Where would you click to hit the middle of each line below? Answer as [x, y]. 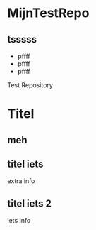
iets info [19, 221]
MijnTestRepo [48, 13]
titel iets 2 [29, 203]
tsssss [22, 39]
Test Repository [30, 85]
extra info [21, 181]
